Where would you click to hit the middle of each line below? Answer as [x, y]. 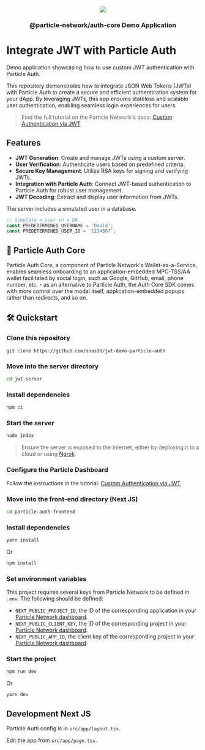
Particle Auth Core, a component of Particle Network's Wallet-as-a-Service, [102, 265]
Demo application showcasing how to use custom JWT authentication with [100, 67]
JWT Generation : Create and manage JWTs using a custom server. [100, 157]
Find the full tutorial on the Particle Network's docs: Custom [97, 117]
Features [24, 143]
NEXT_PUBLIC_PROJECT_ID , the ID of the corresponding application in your [106, 611]
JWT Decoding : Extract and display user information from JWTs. [97, 197]
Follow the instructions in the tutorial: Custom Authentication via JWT [94, 483]
